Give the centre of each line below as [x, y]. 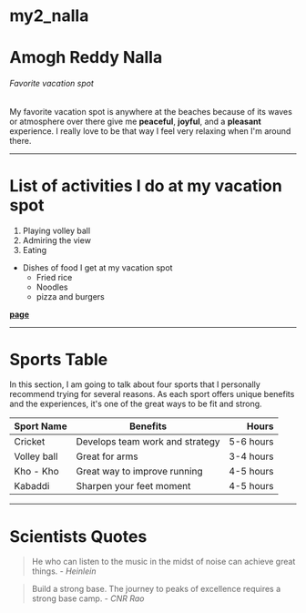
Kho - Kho [36, 472]
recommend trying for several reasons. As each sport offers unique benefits [152, 394]
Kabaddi [32, 486]
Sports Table [59, 359]
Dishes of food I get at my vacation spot [97, 267]
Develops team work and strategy [148, 442]
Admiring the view [56, 240]
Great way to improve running [139, 472]
